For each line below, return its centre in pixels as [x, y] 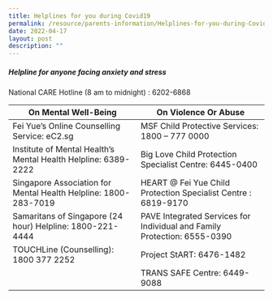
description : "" [36, 46]
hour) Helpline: [41, 226]
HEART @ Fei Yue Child [185, 183]
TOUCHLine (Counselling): [63, 250]
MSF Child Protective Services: [200, 126]
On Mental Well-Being [72, 113]
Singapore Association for [62, 183]
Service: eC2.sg [43, 136]
